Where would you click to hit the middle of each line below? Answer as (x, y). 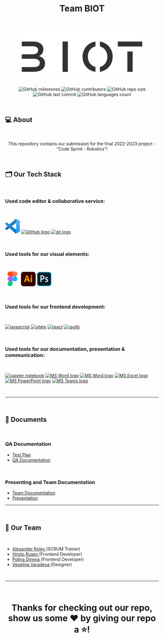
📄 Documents (26, 420)
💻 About (19, 120)
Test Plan (21, 455)
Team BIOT (82, 9)
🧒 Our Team (23, 528)
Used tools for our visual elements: (47, 254)
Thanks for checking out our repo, (82, 608)
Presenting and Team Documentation (50, 482)
